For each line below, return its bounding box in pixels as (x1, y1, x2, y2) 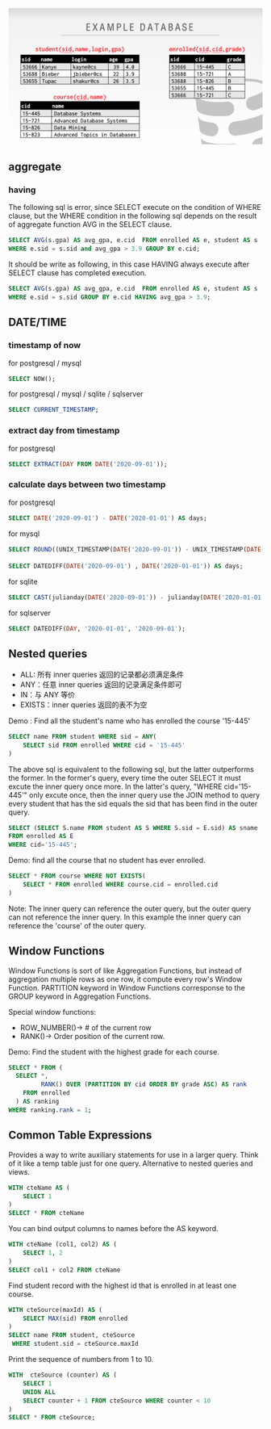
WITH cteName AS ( (8, 1184, 70, 1192)
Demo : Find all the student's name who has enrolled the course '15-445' (8, 715, 251, 726)
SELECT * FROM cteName (8, 1209, 85, 1217)
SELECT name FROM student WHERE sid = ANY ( (8, 732, 157, 740)
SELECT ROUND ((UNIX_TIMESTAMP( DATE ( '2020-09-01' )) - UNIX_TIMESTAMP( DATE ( (8, 545, 265, 553)
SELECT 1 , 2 (23, 1249, 63, 1257)
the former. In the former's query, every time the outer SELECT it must (8, 773, 242, 782)
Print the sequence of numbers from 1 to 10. (8, 1355, 154, 1364)
